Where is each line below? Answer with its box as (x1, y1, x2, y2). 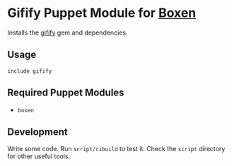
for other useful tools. (7, 152, 71, 160)
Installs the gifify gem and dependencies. (7, 28, 128, 37)
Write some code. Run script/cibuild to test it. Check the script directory (7, 145, 226, 153)
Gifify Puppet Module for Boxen (7, 5, 197, 21)
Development (7, 126, 69, 138)
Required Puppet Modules (7, 87, 124, 99)
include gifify (7, 67, 52, 75)
